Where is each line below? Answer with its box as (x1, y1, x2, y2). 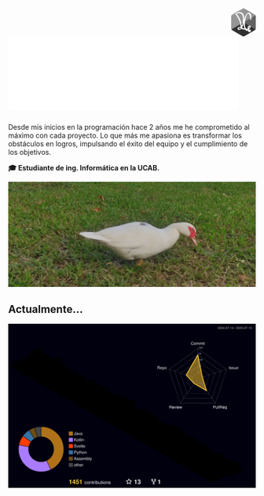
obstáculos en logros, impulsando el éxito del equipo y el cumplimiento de (8, 138, 248, 149)
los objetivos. (8, 147, 52, 156)
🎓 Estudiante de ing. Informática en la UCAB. (8, 163, 160, 172)
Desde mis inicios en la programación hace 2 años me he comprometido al (8, 122, 250, 131)
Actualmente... (8, 303, 83, 316)
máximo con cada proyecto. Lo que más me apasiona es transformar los (8, 130, 242, 140)
